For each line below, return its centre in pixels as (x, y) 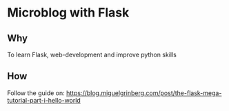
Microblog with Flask (68, 13)
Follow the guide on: (36, 93)
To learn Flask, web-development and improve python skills (92, 54)
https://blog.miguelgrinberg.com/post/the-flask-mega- (144, 93)
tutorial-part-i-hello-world (44, 100)
